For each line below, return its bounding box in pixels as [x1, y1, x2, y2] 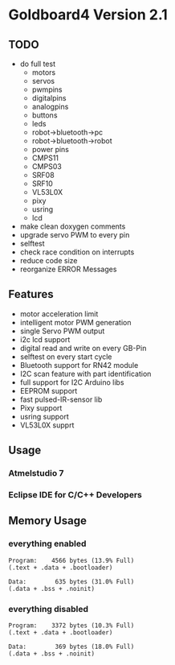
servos [31, 76, 55, 85]
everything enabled [8, 538, 87, 549]
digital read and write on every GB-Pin [19, 343, 147, 353]
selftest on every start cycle [19, 352, 112, 361]
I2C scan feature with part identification [19, 369, 152, 378]
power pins [31, 145, 70, 154]
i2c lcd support [19, 334, 71, 344]
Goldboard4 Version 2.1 [8, 6, 169, 24]
